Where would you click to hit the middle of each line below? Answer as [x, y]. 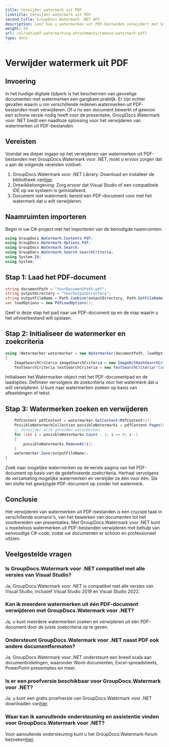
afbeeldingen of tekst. [28, 393]
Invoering [21, 81]
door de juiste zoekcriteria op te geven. [68, 627]
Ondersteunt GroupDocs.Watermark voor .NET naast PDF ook [82, 640]
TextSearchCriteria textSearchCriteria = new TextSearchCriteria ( [85, 367]
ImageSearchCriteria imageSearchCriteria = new [65, 363]
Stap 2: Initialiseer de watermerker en [65, 334]
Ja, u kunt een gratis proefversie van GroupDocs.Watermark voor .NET [79, 698]
